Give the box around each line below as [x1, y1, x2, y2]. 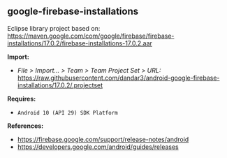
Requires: [7, 94, 36, 103]
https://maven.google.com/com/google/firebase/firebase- [7, 31, 175, 40]
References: [7, 122, 44, 130]
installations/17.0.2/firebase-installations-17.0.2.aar [7, 38, 152, 48]
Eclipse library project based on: [7, 24, 101, 32]
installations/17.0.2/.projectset [17, 80, 103, 89]
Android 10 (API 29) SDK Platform [17, 109, 118, 116]
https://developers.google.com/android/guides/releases [17, 143, 180, 151]
